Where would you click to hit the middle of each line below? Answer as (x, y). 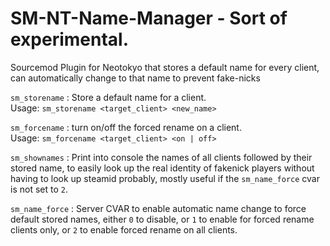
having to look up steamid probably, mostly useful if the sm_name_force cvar (165, 178)
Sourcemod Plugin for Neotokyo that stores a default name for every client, (165, 67)
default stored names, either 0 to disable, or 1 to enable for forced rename (162, 219)
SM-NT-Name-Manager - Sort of (149, 18)
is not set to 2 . (39, 189)
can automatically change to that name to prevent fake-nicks (135, 78)
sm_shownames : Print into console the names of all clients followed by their (161, 157)
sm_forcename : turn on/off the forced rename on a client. (126, 127)
